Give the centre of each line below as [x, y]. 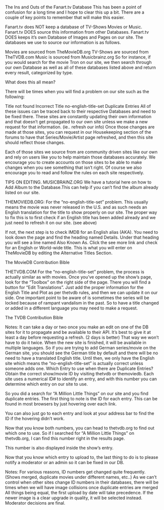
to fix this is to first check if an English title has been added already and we [81, 217]
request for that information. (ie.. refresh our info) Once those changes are [80, 127]
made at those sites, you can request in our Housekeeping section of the [78, 132]
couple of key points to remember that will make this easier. [65, 17]
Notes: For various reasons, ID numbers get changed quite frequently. [75, 472]
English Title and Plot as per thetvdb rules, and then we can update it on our [81, 293]
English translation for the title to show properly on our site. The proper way [81, 212]
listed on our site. [22, 193]
